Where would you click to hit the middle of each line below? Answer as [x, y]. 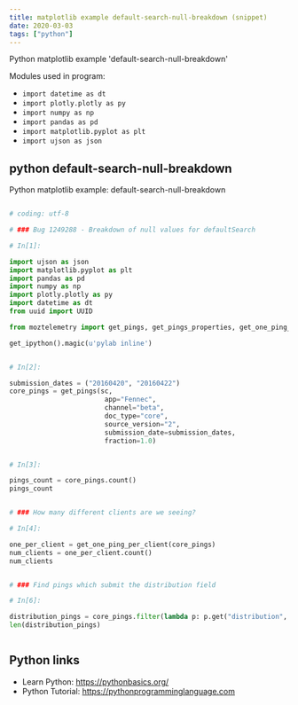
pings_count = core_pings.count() [73, 481]
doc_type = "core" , [136, 416]
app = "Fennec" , [130, 400]
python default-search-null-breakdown [121, 168]
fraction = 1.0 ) [130, 441]
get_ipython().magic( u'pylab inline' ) [81, 343]
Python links [44, 660]
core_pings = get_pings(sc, [61, 391]
